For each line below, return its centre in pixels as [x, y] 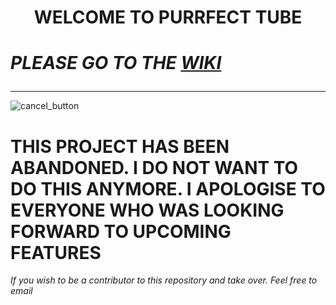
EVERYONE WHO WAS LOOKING [147, 210]
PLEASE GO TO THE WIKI [116, 63]
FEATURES [56, 252]
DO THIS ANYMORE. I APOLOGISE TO [168, 188]
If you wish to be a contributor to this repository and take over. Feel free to [164, 280]
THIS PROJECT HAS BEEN [120, 146]
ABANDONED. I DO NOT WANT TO [154, 167]
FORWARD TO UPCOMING [121, 231]
